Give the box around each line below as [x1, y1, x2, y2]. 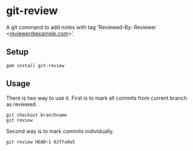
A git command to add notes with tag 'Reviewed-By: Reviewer [6, 24, 156, 31]
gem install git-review [6, 63, 65, 68]
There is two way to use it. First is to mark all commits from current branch [6, 94, 188, 101]
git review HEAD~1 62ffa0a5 [6, 139, 76, 145]
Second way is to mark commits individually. [6, 127, 114, 134]
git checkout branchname [6, 112, 67, 118]
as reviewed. [6, 100, 37, 107]
